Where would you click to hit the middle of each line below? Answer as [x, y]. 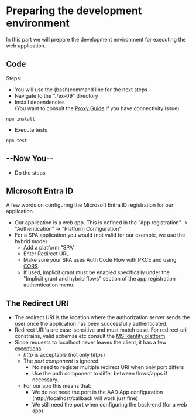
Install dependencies [40, 102]
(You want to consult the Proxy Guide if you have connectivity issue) [97, 108]
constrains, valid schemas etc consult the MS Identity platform [90, 336]
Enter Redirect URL [46, 254]
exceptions [28, 349]
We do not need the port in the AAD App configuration [97, 392]
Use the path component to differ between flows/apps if [100, 374]
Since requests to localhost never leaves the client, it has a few [90, 342]
